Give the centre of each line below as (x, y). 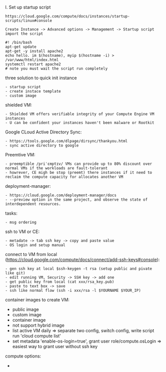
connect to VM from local (31, 254)
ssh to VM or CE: (22, 232)
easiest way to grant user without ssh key (55, 346)
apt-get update (21, 47)
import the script (24, 34)
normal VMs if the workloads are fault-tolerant (56, 168)
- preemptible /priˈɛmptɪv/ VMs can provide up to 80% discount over (79, 164)
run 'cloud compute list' (37, 336)
